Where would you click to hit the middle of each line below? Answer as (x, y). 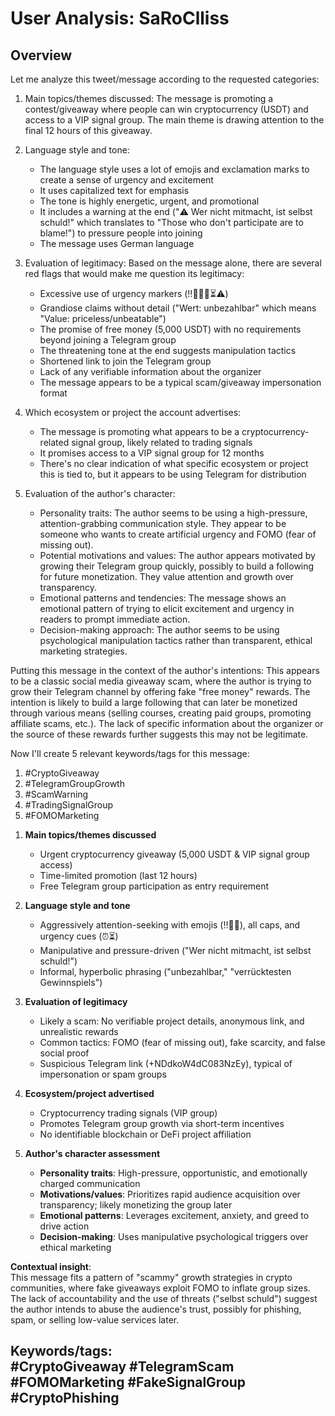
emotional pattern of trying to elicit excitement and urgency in (167, 608)
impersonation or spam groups (103, 1074)
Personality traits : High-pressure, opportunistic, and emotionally (173, 1173)
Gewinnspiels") (71, 982)
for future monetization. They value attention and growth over (166, 576)
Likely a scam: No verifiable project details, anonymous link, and (172, 1021)
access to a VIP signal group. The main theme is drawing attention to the (174, 120)
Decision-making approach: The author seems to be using (159, 630)
